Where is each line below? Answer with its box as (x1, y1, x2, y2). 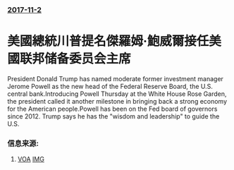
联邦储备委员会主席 (20, 51, 132, 67)
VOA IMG (17, 155, 44, 164)
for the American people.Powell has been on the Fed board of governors (7, 104, 218, 113)
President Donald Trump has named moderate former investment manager (7, 74, 224, 83)
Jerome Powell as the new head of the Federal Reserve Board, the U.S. (7, 82, 214, 90)
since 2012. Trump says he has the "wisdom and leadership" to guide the (7, 111, 220, 121)
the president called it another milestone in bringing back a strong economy (7, 97, 228, 105)
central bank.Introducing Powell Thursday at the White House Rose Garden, (7, 90, 227, 98)
